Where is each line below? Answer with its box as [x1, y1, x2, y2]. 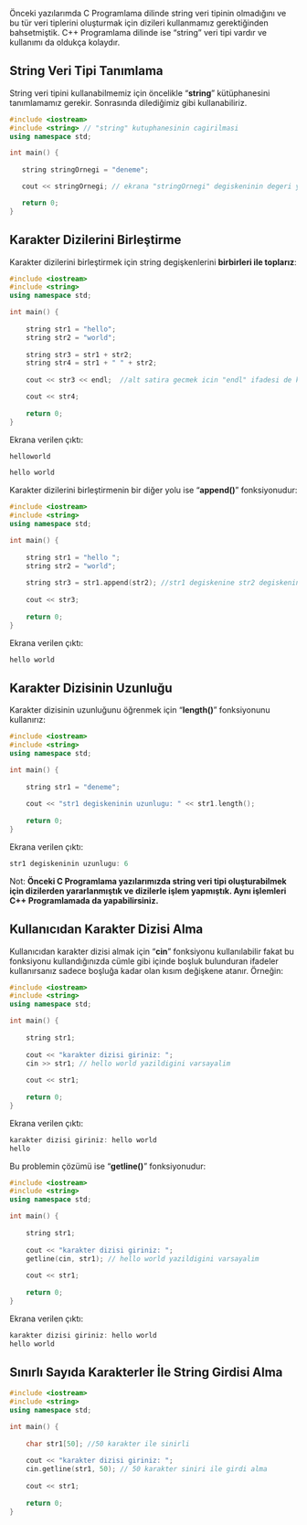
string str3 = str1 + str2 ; [26, 350, 132, 359]
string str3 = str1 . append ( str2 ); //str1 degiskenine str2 [26, 578, 256, 588]
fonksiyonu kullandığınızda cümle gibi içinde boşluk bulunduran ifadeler [9, 955, 279, 967]
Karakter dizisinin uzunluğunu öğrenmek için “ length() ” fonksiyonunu [9, 704, 271, 715]
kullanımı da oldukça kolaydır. [9, 37, 121, 48]
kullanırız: [9, 715, 46, 725]
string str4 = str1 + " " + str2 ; [26, 358, 157, 368]
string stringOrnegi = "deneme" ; [21, 165, 149, 175]
